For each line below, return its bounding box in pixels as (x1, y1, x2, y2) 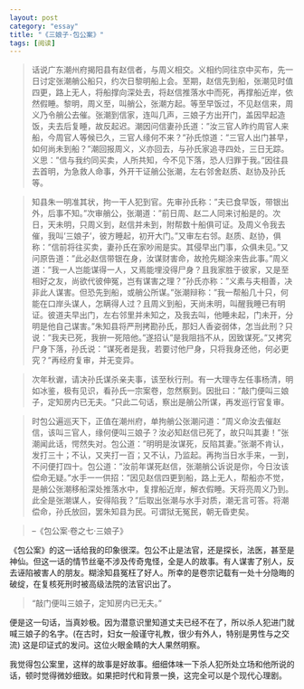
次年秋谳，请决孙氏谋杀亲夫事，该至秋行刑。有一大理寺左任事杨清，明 (31, 374, 294, 385)
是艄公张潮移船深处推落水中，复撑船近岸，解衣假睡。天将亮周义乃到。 (31, 484, 294, 495)
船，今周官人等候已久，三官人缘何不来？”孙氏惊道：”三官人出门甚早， (31, 132, 293, 143)
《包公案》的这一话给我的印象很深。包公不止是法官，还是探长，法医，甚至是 (9, 544, 295, 556)
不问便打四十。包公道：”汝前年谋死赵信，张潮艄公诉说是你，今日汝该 (31, 461, 290, 472)
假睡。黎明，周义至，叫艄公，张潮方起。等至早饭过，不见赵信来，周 (39, 99, 294, 109)
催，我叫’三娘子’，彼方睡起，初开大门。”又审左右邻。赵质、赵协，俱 (31, 231, 282, 241)
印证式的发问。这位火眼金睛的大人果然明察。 (38, 639, 205, 651)
